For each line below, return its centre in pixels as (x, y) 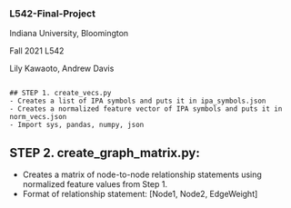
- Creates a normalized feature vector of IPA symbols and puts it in (146, 109)
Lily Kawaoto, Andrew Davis (62, 69)
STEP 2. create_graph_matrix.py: (105, 153)
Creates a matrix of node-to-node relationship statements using (142, 174)
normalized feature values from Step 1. (95, 184)
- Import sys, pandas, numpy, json (77, 125)
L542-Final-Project (52, 14)
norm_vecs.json (38, 117)
